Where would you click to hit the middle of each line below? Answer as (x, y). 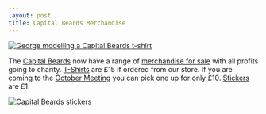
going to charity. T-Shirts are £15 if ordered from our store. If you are (120, 69)
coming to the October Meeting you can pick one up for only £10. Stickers (129, 78)
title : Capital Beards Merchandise (67, 23)
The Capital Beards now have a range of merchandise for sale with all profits (133, 61)
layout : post (30, 15)
